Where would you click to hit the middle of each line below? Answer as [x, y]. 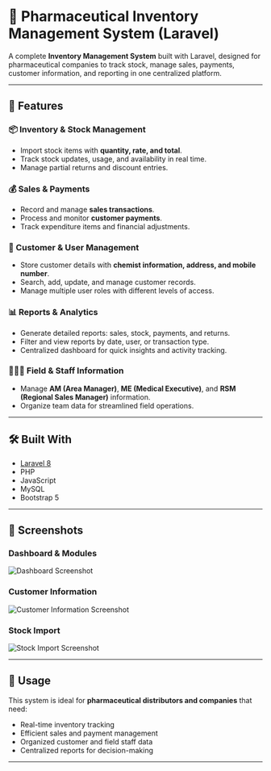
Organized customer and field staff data [86, 741]
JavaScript [38, 480]
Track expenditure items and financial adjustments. [105, 226]
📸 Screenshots [46, 531]
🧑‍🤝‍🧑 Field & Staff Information [66, 371]
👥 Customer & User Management [74, 247]
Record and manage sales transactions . [87, 209]
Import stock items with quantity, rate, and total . [101, 150]
